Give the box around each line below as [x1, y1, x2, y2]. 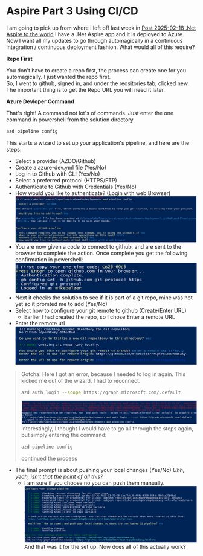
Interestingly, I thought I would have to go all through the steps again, [21, 424, 193, 432]
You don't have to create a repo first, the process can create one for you [6, 66, 187, 74]
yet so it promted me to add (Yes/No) [14, 301, 108, 308]
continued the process [21, 455, 77, 462]
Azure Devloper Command [6, 98, 74, 105]
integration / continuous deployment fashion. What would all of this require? [6, 43, 195, 51]
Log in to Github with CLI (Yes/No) [14, 170, 101, 177]
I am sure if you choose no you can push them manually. [24, 479, 165, 487]
